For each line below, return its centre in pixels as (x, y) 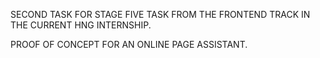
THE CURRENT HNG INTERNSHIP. (81, 25)
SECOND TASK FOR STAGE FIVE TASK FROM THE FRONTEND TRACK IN (160, 14)
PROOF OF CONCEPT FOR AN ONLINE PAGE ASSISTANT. (129, 44)
